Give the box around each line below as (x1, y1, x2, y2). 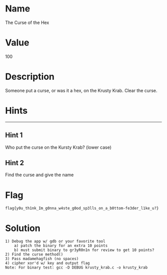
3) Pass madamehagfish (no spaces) (5, 257, 79, 262)
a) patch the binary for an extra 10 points (14, 243, 108, 249)
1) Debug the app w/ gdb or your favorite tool (5, 239, 106, 244)
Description (5, 71, 55, 82)
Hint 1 (5, 131, 23, 140)
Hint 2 (5, 158, 24, 167)
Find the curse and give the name (5, 172, 74, 178)
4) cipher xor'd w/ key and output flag (5, 261, 90, 266)
